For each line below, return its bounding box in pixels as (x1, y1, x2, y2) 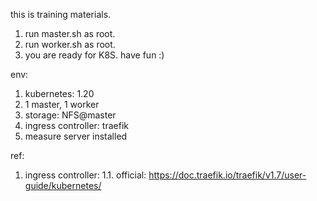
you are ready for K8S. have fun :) (24, 49, 165, 61)
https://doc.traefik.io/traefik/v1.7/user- (148, 169, 307, 181)
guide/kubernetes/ (24, 180, 102, 191)
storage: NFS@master (24, 109, 117, 121)
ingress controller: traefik (24, 120, 129, 131)
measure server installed (24, 130, 128, 142)
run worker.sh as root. (24, 39, 116, 50)
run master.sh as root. (24, 28, 116, 39)
